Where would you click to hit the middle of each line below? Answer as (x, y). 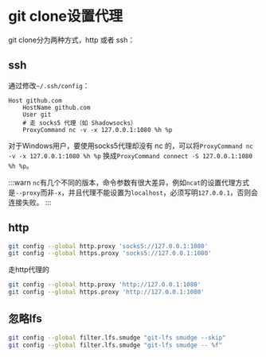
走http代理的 (29, 270)
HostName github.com (57, 107)
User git (37, 114)
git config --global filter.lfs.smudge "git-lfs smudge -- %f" (115, 345)
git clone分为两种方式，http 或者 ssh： (72, 40)
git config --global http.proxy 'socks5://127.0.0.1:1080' (108, 246)
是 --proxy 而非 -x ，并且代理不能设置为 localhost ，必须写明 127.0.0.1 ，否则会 (133, 192)
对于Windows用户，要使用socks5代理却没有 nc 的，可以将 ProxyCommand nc (131, 146)
